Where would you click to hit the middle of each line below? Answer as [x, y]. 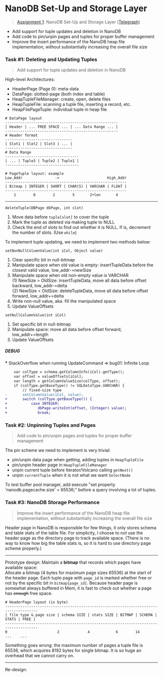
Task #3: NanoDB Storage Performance [52, 503]
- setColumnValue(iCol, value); [44, 395]
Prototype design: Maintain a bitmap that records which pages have [73, 562]
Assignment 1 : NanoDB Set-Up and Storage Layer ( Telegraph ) [79, 22]
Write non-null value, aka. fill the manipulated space [64, 301]
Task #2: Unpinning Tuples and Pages [50, 425]
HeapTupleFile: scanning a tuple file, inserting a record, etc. [72, 104]
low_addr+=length [30, 335]
